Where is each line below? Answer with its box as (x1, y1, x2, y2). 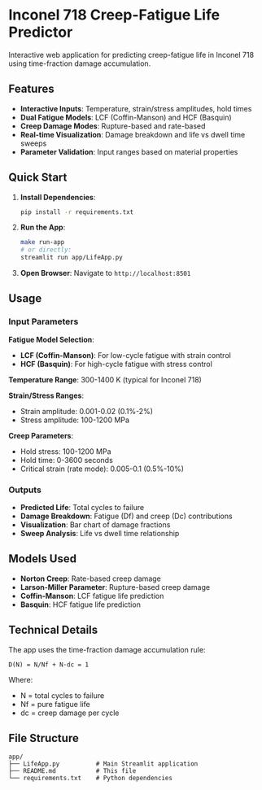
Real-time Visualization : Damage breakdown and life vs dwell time (20, 129, 246, 139)
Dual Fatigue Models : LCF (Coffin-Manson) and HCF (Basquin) (20, 112, 232, 122)
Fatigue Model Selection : (8, 334, 95, 344)
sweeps (20, 138, 47, 148)
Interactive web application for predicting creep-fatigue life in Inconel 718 (8, 50, 255, 59)
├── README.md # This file (8, 767, 137, 775)
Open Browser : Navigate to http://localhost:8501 (20, 268, 191, 278)
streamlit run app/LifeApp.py (20, 254, 124, 262)
